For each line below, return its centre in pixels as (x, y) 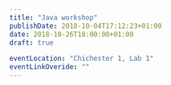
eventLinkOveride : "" (50, 67)
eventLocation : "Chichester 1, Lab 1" (81, 59)
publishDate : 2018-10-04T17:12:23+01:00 (86, 26)
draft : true (31, 42)
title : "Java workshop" (54, 17)
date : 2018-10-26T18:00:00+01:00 (72, 34)
